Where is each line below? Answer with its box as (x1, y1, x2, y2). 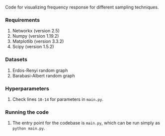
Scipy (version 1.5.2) (12, 44, 54, 50)
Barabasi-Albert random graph (12, 72, 76, 78)
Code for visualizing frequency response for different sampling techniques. (5, 4, 159, 10)
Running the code (5, 109, 49, 116)
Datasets (5, 56, 27, 63)
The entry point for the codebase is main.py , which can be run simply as (12, 120, 161, 126)
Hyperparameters (5, 85, 50, 92)
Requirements (5, 16, 40, 23)
